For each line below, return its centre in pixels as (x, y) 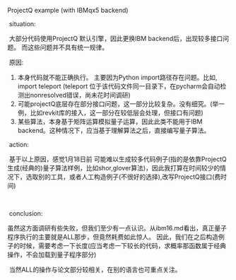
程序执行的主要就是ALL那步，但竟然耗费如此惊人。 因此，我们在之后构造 (113, 237)
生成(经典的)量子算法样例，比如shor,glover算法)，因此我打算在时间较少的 (114, 168)
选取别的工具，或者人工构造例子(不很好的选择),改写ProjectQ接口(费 (123, 177)
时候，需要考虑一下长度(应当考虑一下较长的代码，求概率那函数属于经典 (123, 246)
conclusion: (26, 214)
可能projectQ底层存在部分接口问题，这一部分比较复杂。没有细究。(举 (118, 104)
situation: (23, 24)
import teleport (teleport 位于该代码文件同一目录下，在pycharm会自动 (119, 86)
